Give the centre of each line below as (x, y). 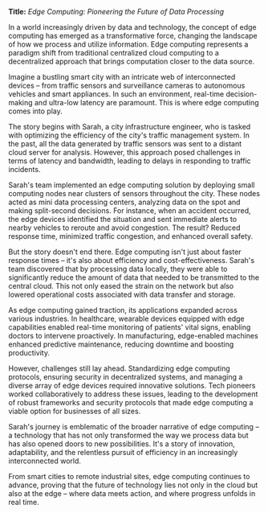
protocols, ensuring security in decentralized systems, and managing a (126, 377)
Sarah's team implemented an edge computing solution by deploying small (132, 185)
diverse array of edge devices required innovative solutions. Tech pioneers (132, 386)
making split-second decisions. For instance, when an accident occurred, (130, 211)
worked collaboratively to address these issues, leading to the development (133, 394)
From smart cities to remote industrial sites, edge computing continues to (129, 476)
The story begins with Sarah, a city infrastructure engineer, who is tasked (130, 127)
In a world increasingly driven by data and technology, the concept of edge (132, 27)
